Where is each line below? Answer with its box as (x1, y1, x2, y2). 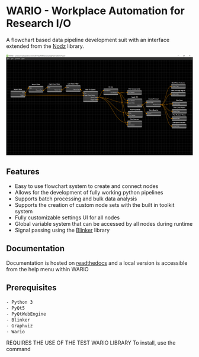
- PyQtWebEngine (6, 311, 46, 317)
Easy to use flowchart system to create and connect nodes (14, 182, 159, 190)
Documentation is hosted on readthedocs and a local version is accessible (6, 259, 188, 267)
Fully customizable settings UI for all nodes (14, 214, 120, 221)
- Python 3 (6, 299, 33, 305)
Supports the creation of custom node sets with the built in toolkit (14, 201, 175, 208)
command (6, 345, 31, 352)
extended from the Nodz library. (6, 43, 85, 50)
